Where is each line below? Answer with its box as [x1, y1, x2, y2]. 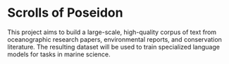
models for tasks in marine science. [7, 50, 111, 58]
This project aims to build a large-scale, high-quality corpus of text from [7, 28, 217, 36]
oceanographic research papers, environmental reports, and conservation [7, 35, 222, 43]
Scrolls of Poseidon [7, 5, 123, 21]
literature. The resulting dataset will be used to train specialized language [7, 42, 221, 51]
